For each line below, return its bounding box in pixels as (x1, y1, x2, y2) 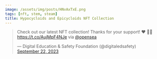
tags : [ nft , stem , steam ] (5, 12, 57, 16)
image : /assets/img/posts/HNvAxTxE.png (5, 7, 86, 12)
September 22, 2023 (17, 48, 59, 54)
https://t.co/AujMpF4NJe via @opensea (17, 34, 97, 40)
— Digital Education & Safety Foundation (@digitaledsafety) (17, 44, 137, 49)
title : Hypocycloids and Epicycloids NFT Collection (5, 16, 114, 21)
